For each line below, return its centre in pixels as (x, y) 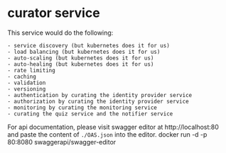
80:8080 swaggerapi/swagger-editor (62, 142)
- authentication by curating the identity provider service (100, 95)
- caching (22, 76)
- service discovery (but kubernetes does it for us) (89, 45)
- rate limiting (31, 70)
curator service (54, 13)
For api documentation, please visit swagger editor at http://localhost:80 (113, 127)
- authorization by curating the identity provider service (98, 101)
